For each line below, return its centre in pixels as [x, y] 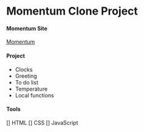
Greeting [26, 76]
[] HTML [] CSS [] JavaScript [42, 122]
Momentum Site [27, 28]
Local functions [35, 95]
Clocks [24, 69]
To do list [26, 82]
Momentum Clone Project [72, 11]
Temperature [31, 89]
